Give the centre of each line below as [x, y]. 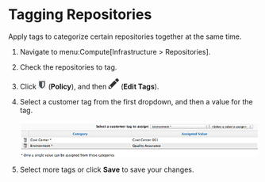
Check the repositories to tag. [68, 67]
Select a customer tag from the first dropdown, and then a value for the [136, 101]
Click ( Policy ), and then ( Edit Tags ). [89, 86]
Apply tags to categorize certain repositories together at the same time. [125, 36]
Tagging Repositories [80, 15]
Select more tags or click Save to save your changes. [107, 170]
